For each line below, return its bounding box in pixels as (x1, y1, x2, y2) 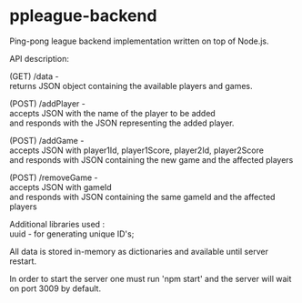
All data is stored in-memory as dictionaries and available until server (9, 246, 268, 257)
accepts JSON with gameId (9, 181, 112, 192)
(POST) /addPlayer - (9, 97, 86, 109)
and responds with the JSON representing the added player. (9, 117, 235, 128)
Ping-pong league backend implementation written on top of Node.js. (9, 35, 269, 46)
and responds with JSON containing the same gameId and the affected (9, 191, 276, 202)
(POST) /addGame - (9, 135, 85, 146)
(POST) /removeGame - (9, 172, 98, 183)
